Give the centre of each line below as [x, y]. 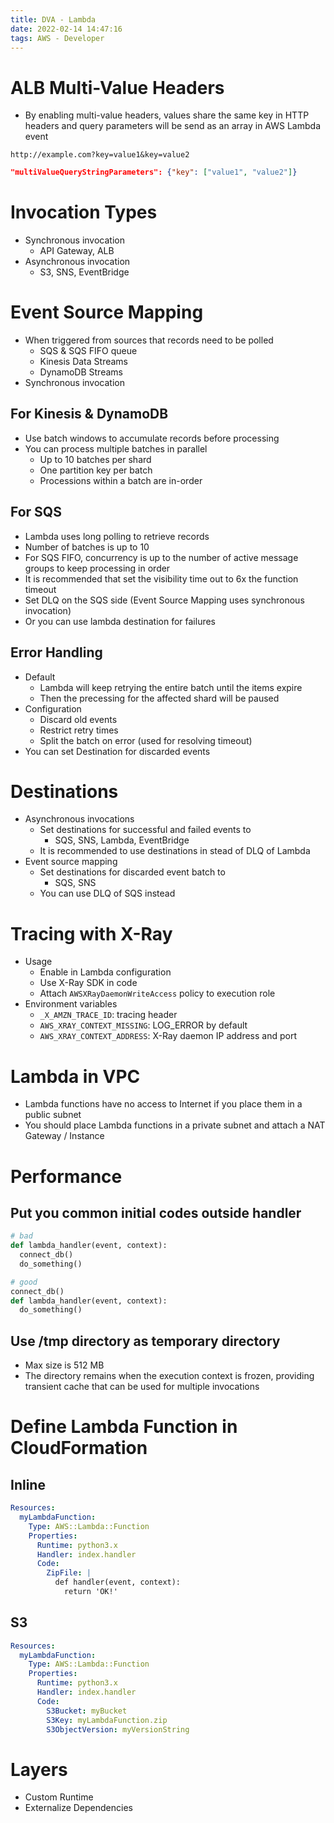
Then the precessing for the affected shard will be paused [159, 698]
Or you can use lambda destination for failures [120, 621]
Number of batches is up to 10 [87, 547]
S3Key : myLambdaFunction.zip [107, 1720]
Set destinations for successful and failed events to [145, 830]
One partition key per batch [96, 470]
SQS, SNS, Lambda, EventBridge [122, 840]
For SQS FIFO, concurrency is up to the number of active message [161, 557]
